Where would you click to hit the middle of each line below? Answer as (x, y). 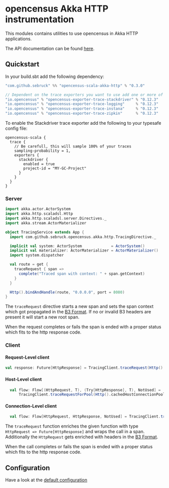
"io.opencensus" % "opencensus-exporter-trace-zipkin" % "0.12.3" (82, 114)
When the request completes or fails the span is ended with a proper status (83, 327)
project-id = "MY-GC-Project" (55, 169)
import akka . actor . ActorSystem (38, 209)
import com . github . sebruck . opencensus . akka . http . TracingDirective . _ (83, 237)
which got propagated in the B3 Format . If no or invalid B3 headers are (78, 312)
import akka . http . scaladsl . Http (39, 214)
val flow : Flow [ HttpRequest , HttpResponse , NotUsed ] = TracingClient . (85, 417)
